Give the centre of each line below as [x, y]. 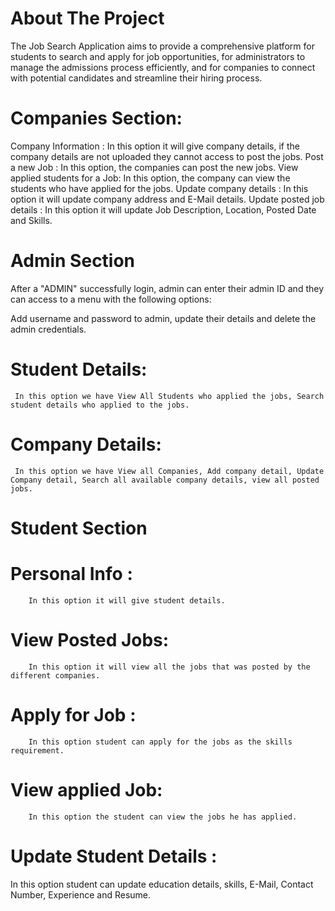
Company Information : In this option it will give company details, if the [155, 146]
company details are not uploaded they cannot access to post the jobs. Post [167, 156]
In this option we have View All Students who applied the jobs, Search [169, 396]
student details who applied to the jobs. [100, 405]
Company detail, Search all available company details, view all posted [165, 480]
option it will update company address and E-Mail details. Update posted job [167, 199]
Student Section [79, 528]
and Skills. [31, 220]
